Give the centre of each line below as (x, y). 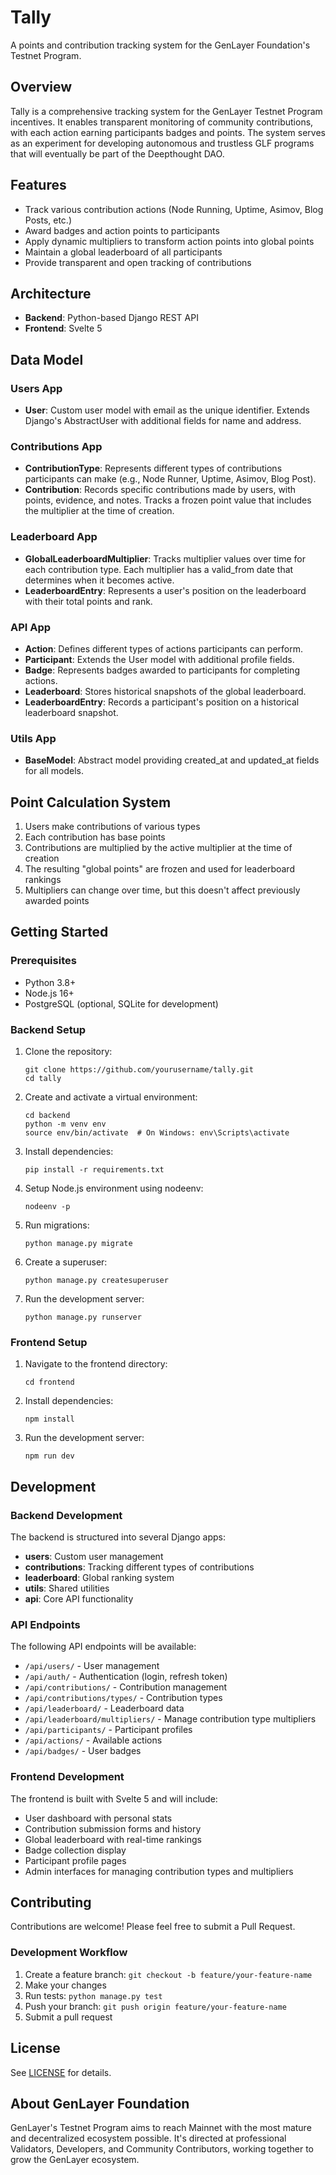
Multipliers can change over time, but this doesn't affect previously (162, 890)
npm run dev (49, 1456)
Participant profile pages (75, 1860)
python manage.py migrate (78, 1244)
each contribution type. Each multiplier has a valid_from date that (159, 569)
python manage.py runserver (83, 1317)
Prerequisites (43, 961)
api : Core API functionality (79, 1599)
